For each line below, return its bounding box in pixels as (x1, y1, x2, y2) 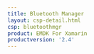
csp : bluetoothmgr (7, 23, 62, 30)
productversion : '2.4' (7, 36, 75, 43)
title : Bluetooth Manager (7, 10, 84, 18)
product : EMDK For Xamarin (7, 29, 88, 37)
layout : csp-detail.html (7, 17, 81, 24)
